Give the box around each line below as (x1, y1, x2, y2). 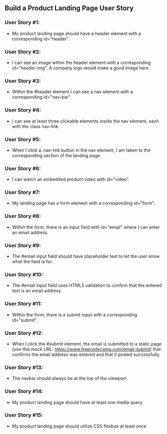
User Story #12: (4, 329, 43, 336)
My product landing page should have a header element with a (11, 30, 141, 37)
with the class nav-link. (11, 123, 59, 129)
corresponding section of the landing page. (11, 152, 101, 158)
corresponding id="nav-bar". (11, 94, 71, 100)
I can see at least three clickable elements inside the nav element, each (11, 118, 159, 124)
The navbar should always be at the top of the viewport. (11, 375, 128, 381)
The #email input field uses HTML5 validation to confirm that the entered (11, 282, 162, 288)
